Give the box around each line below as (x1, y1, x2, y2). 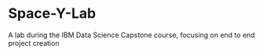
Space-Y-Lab (8, 5, 97, 22)
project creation (8, 38, 60, 47)
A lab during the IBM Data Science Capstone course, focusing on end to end (8, 30, 255, 40)
